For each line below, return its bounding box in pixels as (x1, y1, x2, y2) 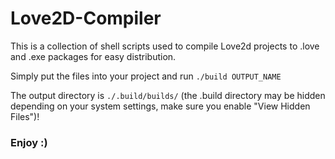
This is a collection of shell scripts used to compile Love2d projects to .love (10, 40, 320, 52)
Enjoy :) (10, 135, 48, 149)
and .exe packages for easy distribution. (10, 50, 177, 62)
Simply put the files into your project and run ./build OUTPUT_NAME (10, 70, 282, 82)
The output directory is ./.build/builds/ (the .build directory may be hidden (10, 89, 326, 101)
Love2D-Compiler (10, 7, 162, 30)
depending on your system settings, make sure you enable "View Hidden (10, 100, 311, 112)
